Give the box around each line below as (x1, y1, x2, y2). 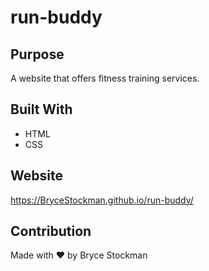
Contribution (10, 223, 92, 240)
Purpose (10, 46, 65, 63)
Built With (10, 101, 73, 118)
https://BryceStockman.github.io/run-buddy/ (10, 194, 194, 206)
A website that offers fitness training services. (10, 72, 200, 84)
